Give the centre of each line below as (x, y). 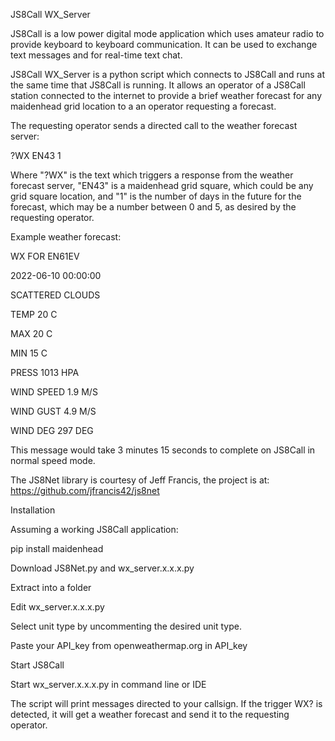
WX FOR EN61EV (45, 256)
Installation (33, 510)
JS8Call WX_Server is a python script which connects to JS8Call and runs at (168, 74)
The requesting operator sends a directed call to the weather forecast (154, 125)
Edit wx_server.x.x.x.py (57, 607)
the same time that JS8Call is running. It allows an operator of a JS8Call (158, 85)
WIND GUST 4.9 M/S (53, 411)
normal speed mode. (53, 460)
